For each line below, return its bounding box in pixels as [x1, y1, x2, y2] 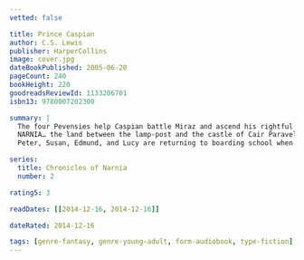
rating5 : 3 [9, 188, 51, 197]
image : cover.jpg [9, 55, 75, 64]
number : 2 [17, 171, 54, 181]
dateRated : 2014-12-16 [9, 221, 95, 230]
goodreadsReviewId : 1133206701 [9, 88, 128, 98]
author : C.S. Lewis [9, 38, 83, 47]
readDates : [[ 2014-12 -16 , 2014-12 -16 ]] [9, 205, 160, 214]
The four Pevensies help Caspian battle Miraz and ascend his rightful [17, 121, 294, 131]
